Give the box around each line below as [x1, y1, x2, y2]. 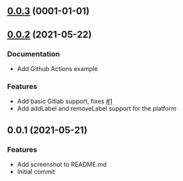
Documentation [7, 49, 60, 59]
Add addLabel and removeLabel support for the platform [16, 105, 177, 113]
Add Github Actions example [16, 65, 98, 73]
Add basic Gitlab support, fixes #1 [16, 97, 113, 105]
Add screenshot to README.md [16, 161, 108, 169]
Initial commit [16, 167, 56, 176]
